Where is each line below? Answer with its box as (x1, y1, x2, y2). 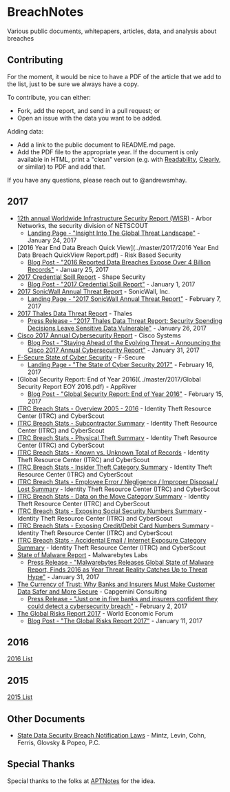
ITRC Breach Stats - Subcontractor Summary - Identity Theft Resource (17, 419, 218, 427)
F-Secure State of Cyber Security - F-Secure (17, 353, 145, 362)
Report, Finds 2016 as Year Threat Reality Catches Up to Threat (27, 565, 208, 574)
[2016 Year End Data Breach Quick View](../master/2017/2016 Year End (17, 243, 219, 251)
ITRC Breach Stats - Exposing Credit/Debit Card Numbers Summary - (17, 521, 214, 530)
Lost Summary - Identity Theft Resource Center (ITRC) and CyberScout (17, 485, 220, 493)
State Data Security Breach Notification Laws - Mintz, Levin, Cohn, (17, 731, 207, 739)
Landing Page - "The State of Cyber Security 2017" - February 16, (27, 360, 214, 368)
